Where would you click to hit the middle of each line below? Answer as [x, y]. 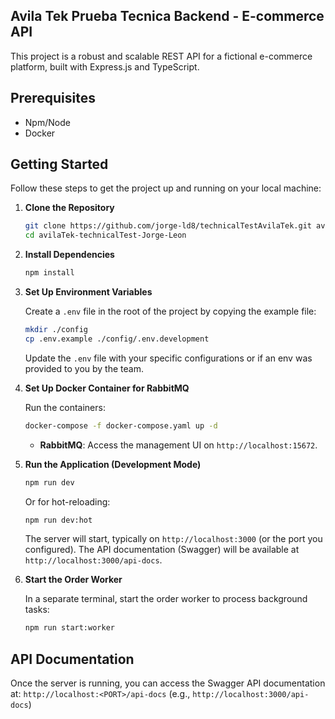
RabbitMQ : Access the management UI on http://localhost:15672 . [178, 445]
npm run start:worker [69, 628]
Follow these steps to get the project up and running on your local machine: [166, 188]
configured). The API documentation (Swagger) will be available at [162, 550]
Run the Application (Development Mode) [113, 464]
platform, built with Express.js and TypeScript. [105, 66]
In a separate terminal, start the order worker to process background [166, 599]
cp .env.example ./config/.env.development [117, 339]
